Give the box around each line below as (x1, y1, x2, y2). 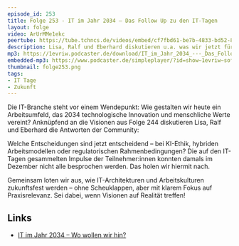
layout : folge (7, 24, 50, 31)
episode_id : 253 (7, 10, 55, 18)
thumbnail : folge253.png (7, 63, 81, 71)
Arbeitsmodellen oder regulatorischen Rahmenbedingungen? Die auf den (7, 147, 222, 155)
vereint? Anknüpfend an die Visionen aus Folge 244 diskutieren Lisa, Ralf (7, 118, 222, 127)
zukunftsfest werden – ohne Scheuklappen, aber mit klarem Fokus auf (7, 183, 213, 193)
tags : (7, 70, 23, 77)
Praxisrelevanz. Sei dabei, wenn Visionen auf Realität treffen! (7, 191, 186, 200)
